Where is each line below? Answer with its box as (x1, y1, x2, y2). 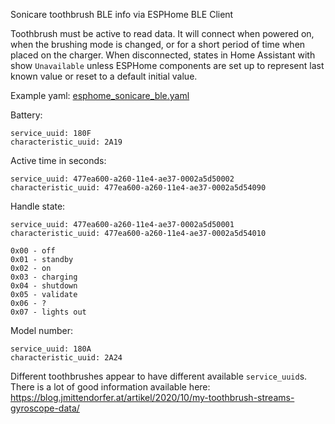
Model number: (10, 325, 73, 336)
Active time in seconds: (10, 155, 107, 166)
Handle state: (10, 200, 66, 212)
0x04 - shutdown (10, 281, 78, 291)
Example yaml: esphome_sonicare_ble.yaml (10, 90, 190, 101)
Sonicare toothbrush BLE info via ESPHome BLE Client (10, 9, 234, 20)
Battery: (10, 109, 43, 121)
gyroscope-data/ (10, 402, 80, 414)
